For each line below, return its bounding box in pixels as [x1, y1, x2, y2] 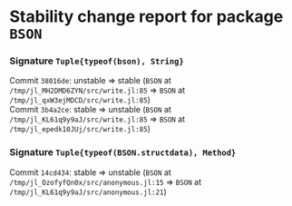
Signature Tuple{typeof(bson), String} [9, 54, 184, 67]
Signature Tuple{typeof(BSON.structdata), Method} [9, 146, 237, 159]
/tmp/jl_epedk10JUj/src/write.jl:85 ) [9, 123, 151, 134]
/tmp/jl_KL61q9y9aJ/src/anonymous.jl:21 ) [9, 186, 168, 197]
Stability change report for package [9, 6, 284, 27]
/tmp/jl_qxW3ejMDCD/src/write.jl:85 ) [9, 94, 151, 105]
